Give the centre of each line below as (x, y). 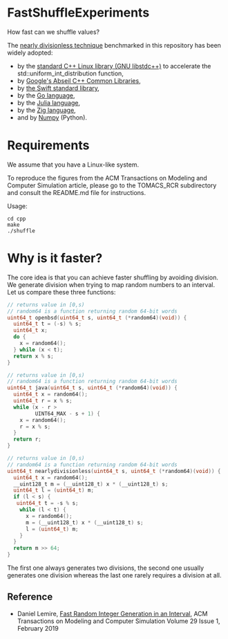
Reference (30, 597)
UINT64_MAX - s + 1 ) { (67, 414)
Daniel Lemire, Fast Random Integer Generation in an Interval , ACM (112, 613)
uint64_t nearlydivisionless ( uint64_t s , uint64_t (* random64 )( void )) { (114, 471)
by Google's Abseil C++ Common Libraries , (79, 80)
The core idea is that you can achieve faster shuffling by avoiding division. (113, 277)
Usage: (17, 206)
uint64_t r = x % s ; (43, 401)
